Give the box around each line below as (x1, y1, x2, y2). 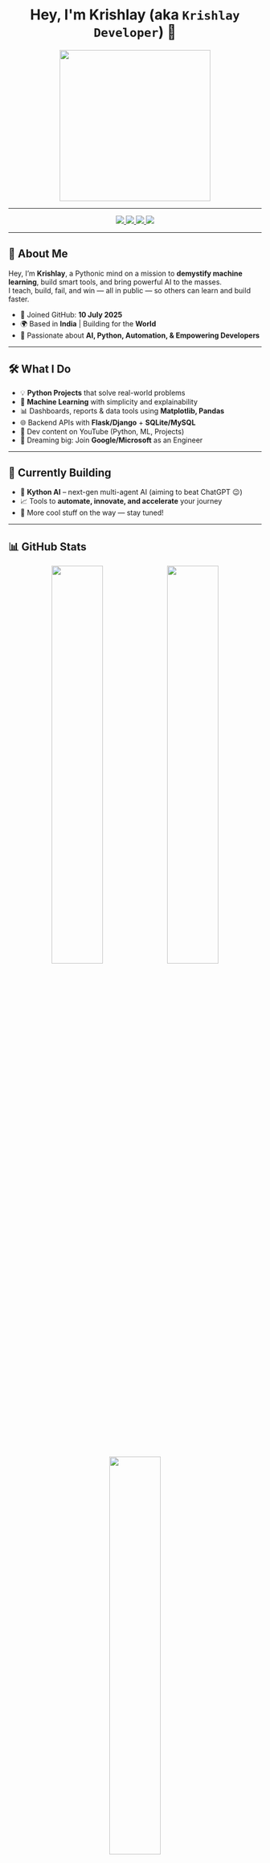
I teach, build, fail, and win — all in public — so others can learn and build (8, 285, 252, 295)
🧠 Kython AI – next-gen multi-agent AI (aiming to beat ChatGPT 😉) (19, 488, 243, 497)
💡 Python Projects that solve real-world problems (19, 388, 186, 397)
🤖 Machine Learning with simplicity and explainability (19, 396, 198, 406)
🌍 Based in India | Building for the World (19, 318, 157, 328)
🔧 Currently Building (8, 466, 112, 479)
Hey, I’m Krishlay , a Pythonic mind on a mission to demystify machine (8, 268, 243, 278)
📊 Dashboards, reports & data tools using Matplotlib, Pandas (19, 405, 225, 416)
